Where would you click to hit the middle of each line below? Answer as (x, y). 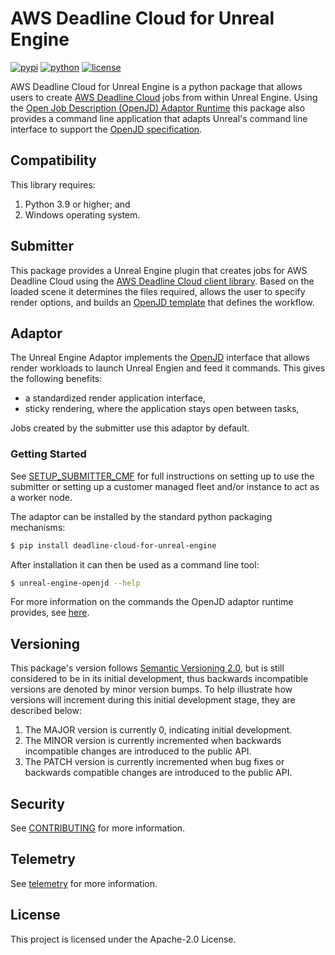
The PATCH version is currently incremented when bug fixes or (154, 762)
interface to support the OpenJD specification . (106, 129)
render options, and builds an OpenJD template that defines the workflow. (162, 302)
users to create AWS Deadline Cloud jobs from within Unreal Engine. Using (164, 97)
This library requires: (53, 184)
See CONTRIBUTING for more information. (98, 828)
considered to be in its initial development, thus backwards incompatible (159, 679)
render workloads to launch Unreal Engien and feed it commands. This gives (168, 368)
